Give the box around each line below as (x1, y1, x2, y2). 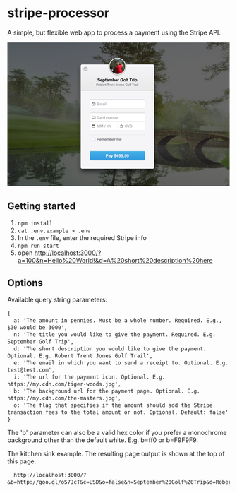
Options (7, 277, 44, 289)
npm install (17, 220, 53, 227)
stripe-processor (7, 5, 110, 21)
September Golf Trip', (7, 338, 74, 345)
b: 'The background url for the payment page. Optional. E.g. (13, 388, 200, 395)
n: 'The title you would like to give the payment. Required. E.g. (13, 331, 217, 338)
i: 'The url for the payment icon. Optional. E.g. (13, 374, 166, 381)
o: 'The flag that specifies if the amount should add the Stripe (13, 402, 213, 409)
